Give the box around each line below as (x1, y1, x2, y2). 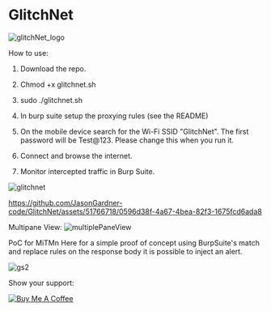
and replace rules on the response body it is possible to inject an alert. (8, 246, 243, 256)
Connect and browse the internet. (19, 151, 133, 160)
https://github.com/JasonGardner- (8, 198, 123, 207)
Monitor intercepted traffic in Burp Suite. (19, 166, 155, 176)
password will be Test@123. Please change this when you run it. (19, 135, 235, 145)
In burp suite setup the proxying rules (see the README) (19, 111, 209, 121)
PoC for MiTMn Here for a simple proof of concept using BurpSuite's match (8, 237, 260, 248)
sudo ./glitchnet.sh (19, 95, 83, 104)
